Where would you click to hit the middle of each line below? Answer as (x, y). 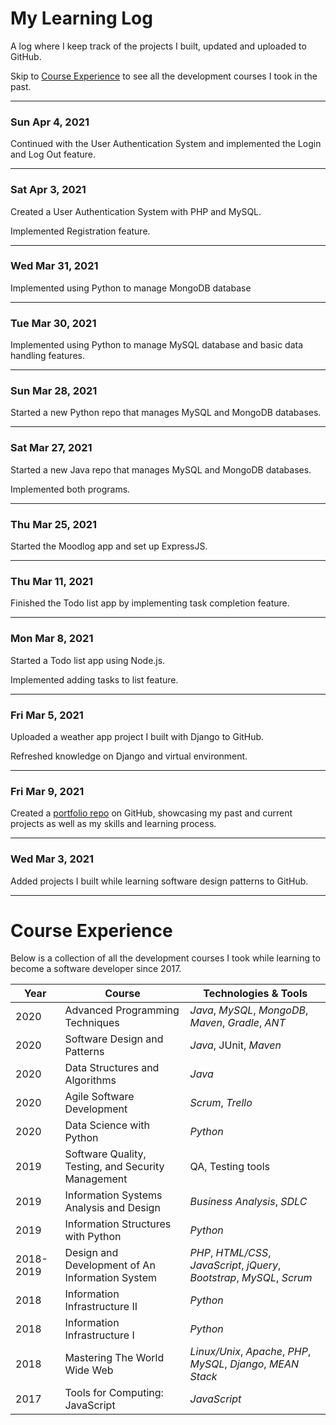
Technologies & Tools (255, 994)
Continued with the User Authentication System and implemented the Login (166, 144)
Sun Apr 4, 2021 (50, 122)
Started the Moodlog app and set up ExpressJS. (109, 546)
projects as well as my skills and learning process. (113, 824)
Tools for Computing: (114, 1393)
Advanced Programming (122, 1010)
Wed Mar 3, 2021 (52, 859)
